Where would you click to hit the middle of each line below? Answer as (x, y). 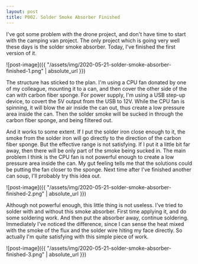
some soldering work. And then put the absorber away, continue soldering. (98, 218)
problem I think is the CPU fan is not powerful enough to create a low (90, 157)
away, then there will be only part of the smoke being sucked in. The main (96, 150)
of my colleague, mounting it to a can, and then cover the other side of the (97, 88)
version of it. (21, 53)
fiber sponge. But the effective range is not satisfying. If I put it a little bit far (98, 144)
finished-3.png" (25, 254)
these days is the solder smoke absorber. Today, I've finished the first (91, 47)
